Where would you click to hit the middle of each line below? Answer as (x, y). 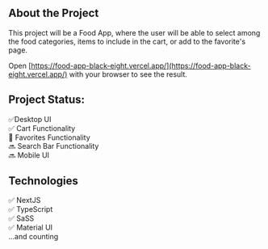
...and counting (33, 237)
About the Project (54, 13)
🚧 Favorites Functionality (49, 137)
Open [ (20, 65)
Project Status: (47, 100)
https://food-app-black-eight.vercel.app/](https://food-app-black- (141, 65)
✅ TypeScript (31, 209)
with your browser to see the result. (128, 74)
